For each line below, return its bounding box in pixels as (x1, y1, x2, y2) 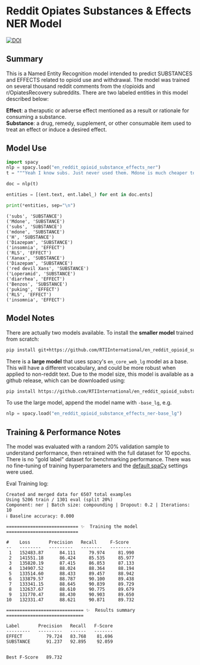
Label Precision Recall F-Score (6, 623, 113, 629)
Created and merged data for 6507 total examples (6, 492, 132, 498)
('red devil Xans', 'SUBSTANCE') (6, 265, 89, 271)
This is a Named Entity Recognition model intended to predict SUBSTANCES (6, 70, 193, 77)
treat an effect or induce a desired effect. (6, 125, 107, 133)
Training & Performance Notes (6, 427, 121, 437)
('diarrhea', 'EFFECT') (6, 276, 65, 282)
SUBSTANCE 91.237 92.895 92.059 (6, 639, 113, 645)
